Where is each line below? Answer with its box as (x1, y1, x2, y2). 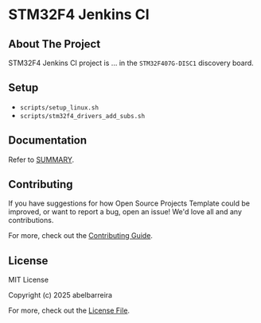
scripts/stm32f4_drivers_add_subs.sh (19, 112, 146, 120)
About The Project (8, 37, 101, 51)
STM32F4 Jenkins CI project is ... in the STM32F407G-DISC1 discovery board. (8, 58, 255, 67)
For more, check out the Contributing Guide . (8, 231, 154, 240)
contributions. (8, 216, 54, 225)
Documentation (8, 133, 88, 148)
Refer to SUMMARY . (8, 155, 74, 164)
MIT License (8, 275, 49, 285)
